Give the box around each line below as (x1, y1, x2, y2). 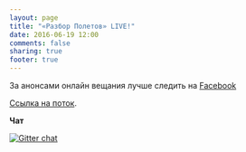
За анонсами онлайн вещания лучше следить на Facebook (9, 81, 237, 90)
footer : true (9, 55, 59, 64)
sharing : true (9, 47, 63, 56)
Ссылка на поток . (9, 98, 77, 109)
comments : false (9, 38, 71, 48)
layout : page (9, 13, 59, 23)
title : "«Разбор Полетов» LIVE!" (9, 22, 136, 31)
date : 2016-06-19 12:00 (9, 30, 99, 39)
